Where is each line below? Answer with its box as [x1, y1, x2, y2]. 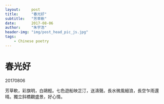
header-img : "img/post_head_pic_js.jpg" [5, 30, 89, 35]
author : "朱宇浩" [5, 25, 47, 30]
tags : [5, 35, 16, 39]
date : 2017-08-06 [5, 20, 54, 26]
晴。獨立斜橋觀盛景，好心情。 [5, 93, 65, 100]
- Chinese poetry [14, 39, 49, 44]
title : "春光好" [5, 12, 47, 17]
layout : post [5, 7, 41, 12]
